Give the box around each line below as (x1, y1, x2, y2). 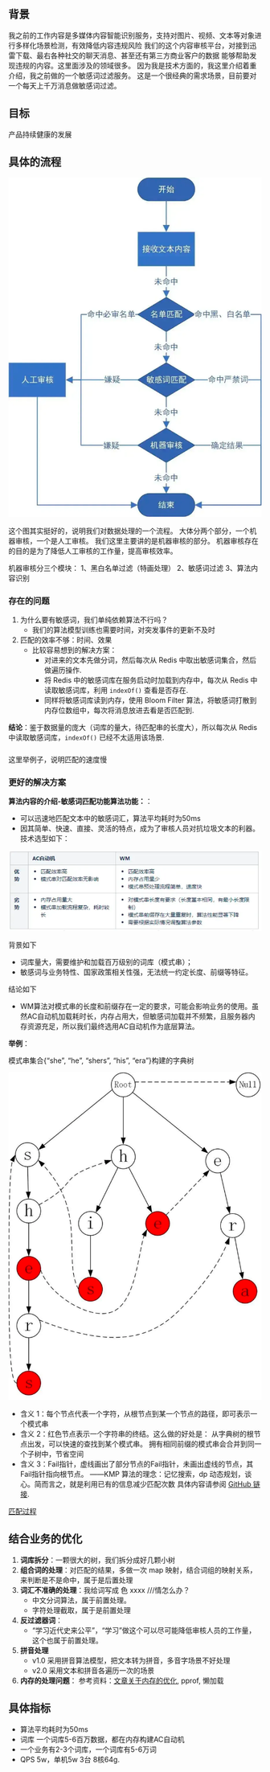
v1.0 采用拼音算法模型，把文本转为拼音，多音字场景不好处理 (31, 1655, 231, 1665)
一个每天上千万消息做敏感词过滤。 (8, 80, 121, 90)
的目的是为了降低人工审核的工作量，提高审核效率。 (8, 546, 178, 556)
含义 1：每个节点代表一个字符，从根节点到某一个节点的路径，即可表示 (19, 1409, 251, 1419)
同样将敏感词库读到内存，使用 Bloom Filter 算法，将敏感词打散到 (43, 695, 257, 705)
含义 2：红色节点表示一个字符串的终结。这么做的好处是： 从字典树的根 (19, 1429, 255, 1439)
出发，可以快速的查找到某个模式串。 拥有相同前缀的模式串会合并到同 (27, 1439, 255, 1449)
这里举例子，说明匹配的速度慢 (8, 754, 107, 764)
